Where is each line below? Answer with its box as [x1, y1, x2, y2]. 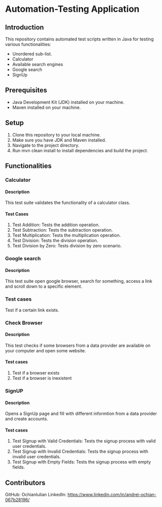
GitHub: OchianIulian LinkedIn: [5, 492, 66, 498]
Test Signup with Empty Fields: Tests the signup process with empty [12, 459, 151, 465]
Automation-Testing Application [5, 3, 139, 15]
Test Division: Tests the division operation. [12, 237, 98, 243]
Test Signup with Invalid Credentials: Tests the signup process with [12, 448, 149, 454]
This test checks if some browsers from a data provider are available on [5, 342, 151, 348]
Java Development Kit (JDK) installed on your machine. [12, 99, 125, 105]
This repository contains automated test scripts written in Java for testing [5, 36, 154, 42]
